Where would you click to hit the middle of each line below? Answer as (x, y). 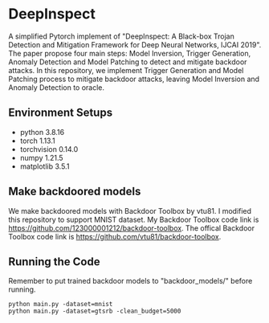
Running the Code (54, 262)
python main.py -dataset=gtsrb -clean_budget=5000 (95, 311)
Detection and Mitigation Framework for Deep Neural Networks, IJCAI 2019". (135, 44)
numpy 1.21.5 (41, 157)
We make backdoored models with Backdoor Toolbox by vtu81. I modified (130, 211)
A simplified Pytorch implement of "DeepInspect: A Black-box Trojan (122, 36)
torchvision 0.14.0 (49, 149)
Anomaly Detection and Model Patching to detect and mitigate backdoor (128, 62)
